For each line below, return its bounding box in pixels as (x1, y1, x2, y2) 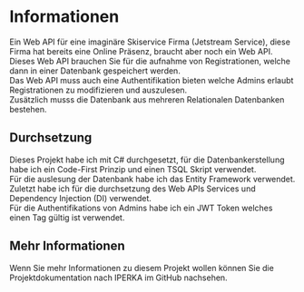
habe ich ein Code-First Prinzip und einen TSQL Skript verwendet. (9, 163, 257, 174)
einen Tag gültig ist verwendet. (9, 211, 125, 223)
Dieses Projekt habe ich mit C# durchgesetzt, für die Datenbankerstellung (9, 154, 285, 165)
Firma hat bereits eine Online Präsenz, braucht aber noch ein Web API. (9, 45, 273, 56)
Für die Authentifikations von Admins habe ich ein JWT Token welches (9, 202, 273, 213)
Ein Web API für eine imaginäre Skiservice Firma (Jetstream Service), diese (9, 36, 290, 47)
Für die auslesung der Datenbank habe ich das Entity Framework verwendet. (9, 173, 296, 184)
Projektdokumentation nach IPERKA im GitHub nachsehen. (9, 272, 229, 283)
